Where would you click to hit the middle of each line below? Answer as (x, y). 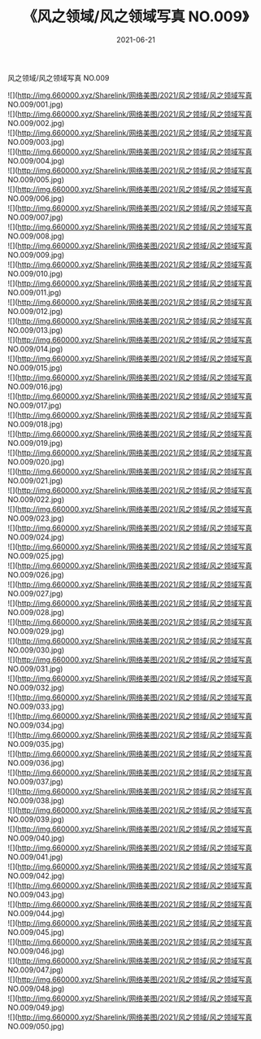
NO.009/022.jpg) (36, 499)
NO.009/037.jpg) (36, 781)
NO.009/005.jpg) (36, 179)
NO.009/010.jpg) (35, 273)
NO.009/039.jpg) (36, 819)
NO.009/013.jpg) (35, 330)
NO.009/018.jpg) (35, 424)
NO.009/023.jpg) (36, 518)
